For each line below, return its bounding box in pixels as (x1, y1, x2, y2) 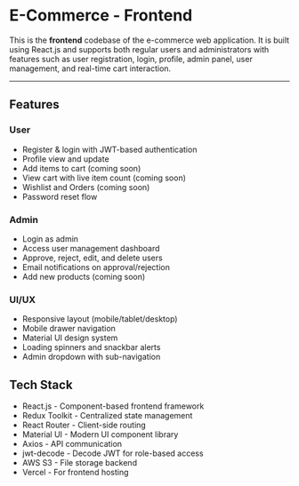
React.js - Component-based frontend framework (21, 401, 205, 411)
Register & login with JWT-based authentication (21, 144, 198, 155)
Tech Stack (9, 377, 73, 392)
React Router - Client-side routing (21, 419, 147, 431)
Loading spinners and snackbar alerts (21, 342, 161, 353)
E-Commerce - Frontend (9, 5, 193, 26)
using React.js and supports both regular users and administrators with (9, 44, 270, 54)
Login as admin (21, 233, 78, 244)
